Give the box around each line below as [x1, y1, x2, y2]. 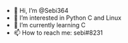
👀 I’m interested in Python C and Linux [13, 14, 122, 22]
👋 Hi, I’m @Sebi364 [13, 7, 69, 14]
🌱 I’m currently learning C [13, 21, 86, 29]
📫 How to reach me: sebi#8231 [13, 29, 103, 37]
